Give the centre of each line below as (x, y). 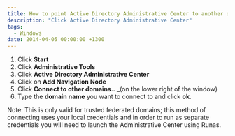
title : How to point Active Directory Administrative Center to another (115, 14)
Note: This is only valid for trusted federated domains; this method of (107, 110)
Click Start (33, 59)
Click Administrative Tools (56, 67)
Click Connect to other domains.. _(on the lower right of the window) (117, 89)
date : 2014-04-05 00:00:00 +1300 (56, 40)
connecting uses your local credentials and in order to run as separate (108, 118)
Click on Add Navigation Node (62, 82)
